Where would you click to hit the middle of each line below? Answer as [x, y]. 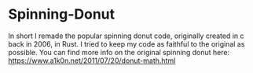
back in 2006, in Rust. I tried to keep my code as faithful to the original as [126, 43]
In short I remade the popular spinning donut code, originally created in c [126, 36]
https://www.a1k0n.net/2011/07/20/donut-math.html [92, 61]
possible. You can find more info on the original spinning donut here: [119, 52]
